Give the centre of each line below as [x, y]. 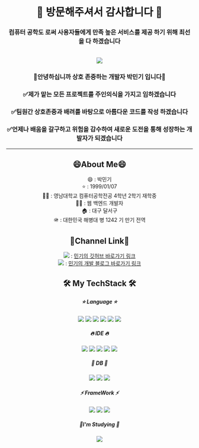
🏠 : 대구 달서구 [99, 211]
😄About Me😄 [99, 164]
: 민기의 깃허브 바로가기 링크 [103, 256]
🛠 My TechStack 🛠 [99, 283]
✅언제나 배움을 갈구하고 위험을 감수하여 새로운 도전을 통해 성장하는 [96, 130]
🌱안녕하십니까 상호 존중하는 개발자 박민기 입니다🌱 [99, 77]
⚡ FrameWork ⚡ [99, 393]
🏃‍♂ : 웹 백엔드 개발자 [99, 203]
